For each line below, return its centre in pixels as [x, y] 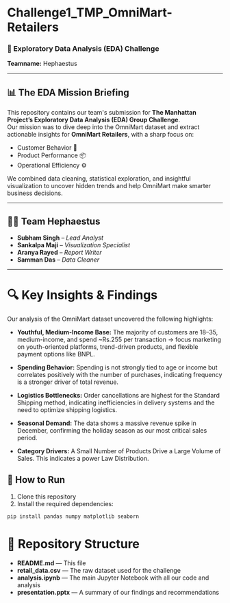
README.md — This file [51, 563]
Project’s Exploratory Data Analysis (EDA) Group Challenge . [93, 120]
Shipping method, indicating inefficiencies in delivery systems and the [116, 402]
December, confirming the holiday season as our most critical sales [112, 431]
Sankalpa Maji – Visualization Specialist [74, 245]
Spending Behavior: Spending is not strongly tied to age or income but [117, 367]
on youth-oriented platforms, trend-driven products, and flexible [107, 347]
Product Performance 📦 [52, 155]
